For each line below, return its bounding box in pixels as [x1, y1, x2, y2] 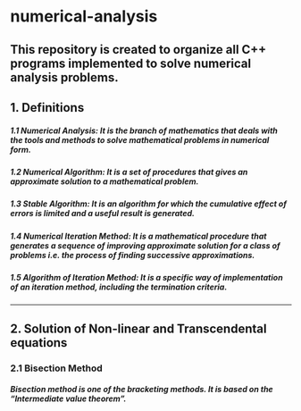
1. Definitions [10, 100, 85, 115]
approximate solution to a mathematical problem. [10, 176, 199, 187]
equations [10, 335, 68, 350]
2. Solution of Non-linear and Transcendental [10, 321, 267, 336]
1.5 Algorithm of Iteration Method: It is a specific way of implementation [10, 273, 284, 283]
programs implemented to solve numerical [10, 55, 252, 71]
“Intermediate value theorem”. [10, 393, 127, 404]
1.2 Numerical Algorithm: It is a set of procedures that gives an [10, 166, 248, 177]
